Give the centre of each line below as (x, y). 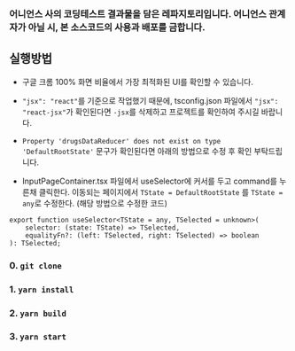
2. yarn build (38, 313)
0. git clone (35, 265)
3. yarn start (38, 337)
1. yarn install (42, 289)
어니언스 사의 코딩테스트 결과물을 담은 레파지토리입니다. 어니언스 (138, 13)
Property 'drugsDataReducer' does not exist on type (121, 141)
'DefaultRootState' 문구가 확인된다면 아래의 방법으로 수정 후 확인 (137, 151)
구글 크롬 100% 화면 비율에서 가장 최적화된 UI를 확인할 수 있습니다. (138, 82)
